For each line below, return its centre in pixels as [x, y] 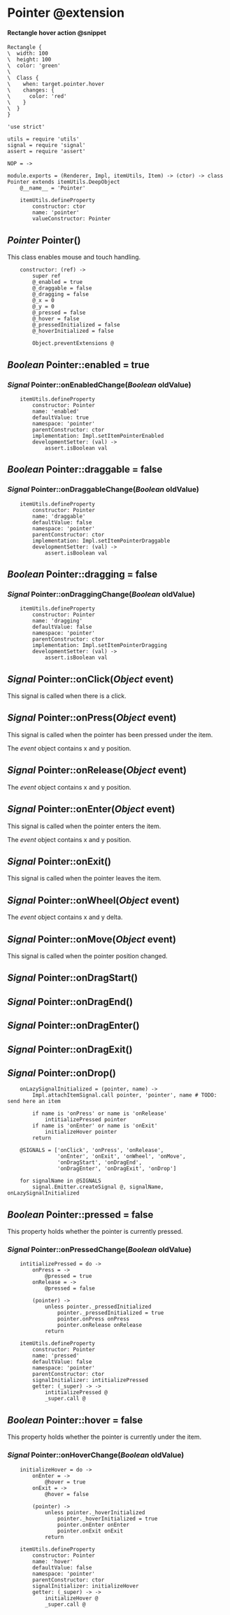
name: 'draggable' [59, 516]
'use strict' [26, 127]
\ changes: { [31, 90]
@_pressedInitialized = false [76, 325]
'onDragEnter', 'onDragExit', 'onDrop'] [117, 1169]
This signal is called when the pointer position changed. [87, 955]
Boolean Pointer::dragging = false [82, 574]
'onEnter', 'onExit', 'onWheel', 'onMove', [122, 1157]
